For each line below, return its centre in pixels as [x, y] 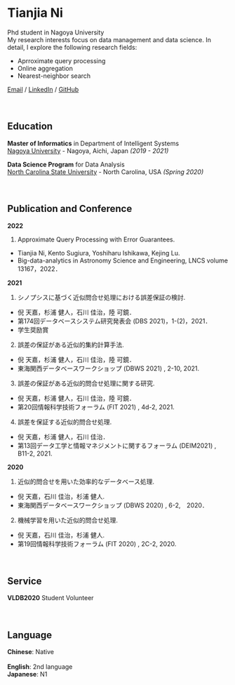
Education [30, 127]
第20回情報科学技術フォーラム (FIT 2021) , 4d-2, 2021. [96, 407]
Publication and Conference [70, 209]
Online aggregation [45, 68]
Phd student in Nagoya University [56, 32]
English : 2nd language [40, 667]
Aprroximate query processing [61, 60]
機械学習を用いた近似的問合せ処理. [67, 520]
